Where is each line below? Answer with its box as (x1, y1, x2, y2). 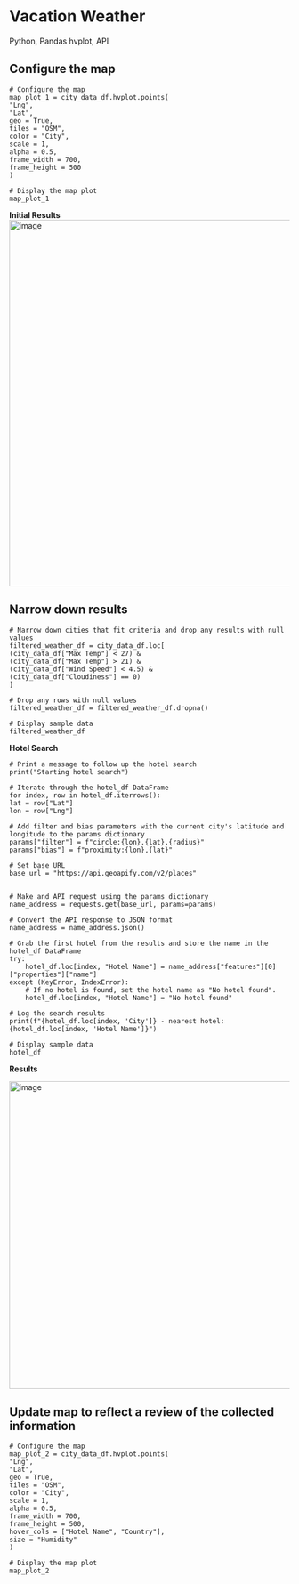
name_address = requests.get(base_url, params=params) (9, 900, 217, 909)
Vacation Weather (9, 6, 146, 27)
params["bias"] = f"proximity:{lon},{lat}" (9, 845, 174, 854)
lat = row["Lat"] (9, 798, 74, 807)
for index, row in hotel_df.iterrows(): (9, 790, 162, 800)
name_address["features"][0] (168, 962, 277, 971)
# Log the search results (9, 1008, 105, 1018)
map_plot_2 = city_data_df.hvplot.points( (9, 1450, 169, 1459)
